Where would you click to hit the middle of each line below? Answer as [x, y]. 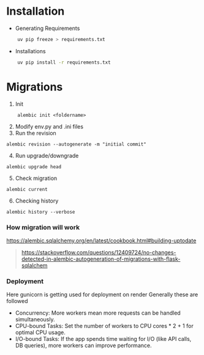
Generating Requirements [47, 28]
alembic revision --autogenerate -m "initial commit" [77, 144]
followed [17, 301]
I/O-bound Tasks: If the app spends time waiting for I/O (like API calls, [103, 339]
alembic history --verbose [41, 212]
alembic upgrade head [34, 166]
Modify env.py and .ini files [49, 126]
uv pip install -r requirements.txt [64, 62]
